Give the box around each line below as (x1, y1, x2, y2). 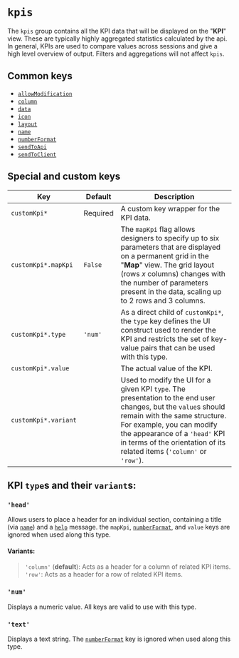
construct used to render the (120, 325, 217, 335)
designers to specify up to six (120, 233, 219, 243)
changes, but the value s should (120, 402, 225, 412)
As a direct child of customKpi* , (120, 307, 224, 317)
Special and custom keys (7, 171, 121, 183)
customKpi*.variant (11, 416, 77, 424)
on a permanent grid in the (120, 250, 210, 260)
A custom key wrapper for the (120, 203, 221, 213)
